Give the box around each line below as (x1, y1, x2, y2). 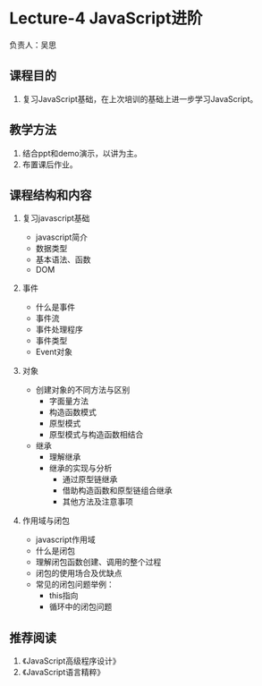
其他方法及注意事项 (62, 496, 134, 507)
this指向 (48, 590, 79, 601)
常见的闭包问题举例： (35, 579, 114, 590)
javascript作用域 (35, 534, 96, 546)
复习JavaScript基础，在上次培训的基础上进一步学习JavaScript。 (21, 93, 258, 104)
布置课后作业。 (21, 158, 78, 170)
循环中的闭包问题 (48, 601, 113, 613)
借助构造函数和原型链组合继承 (62, 485, 173, 496)
